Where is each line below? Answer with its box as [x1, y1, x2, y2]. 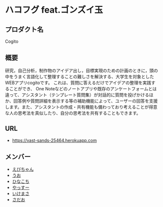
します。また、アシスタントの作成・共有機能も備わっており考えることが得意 [5, 104, 158, 110]
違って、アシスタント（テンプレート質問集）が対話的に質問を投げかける [5, 92, 149, 98]
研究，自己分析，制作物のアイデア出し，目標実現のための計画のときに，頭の [5, 68, 158, 73]
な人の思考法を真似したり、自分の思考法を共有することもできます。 [5, 110, 141, 116]
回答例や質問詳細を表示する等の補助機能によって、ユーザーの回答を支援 [13, 98, 158, 103]
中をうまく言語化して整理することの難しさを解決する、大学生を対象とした [5, 73, 154, 79]
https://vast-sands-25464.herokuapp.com [12, 137, 97, 143]
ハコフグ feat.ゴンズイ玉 [5, 4, 103, 16]
